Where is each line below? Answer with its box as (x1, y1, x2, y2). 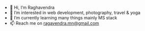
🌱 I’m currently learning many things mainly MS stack (9, 15, 118, 20)
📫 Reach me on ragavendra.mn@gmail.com (9, 20, 99, 26)
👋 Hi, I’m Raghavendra (9, 5, 55, 10)
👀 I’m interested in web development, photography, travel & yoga (9, 10, 141, 15)
